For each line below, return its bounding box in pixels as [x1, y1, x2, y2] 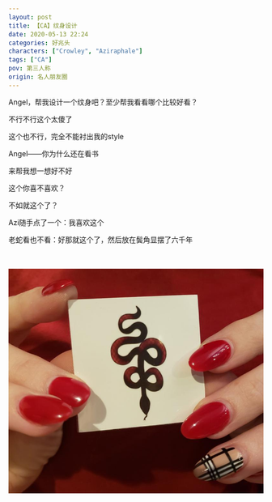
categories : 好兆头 [8, 39, 70, 47]
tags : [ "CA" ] [8, 56, 53, 64]
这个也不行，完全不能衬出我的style [8, 131, 124, 141]
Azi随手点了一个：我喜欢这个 [8, 217, 104, 227]
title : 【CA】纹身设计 [8, 21, 78, 30]
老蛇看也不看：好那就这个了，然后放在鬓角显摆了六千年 [8, 235, 193, 245]
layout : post [8, 13, 53, 21]
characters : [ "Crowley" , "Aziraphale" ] [8, 47, 143, 56]
